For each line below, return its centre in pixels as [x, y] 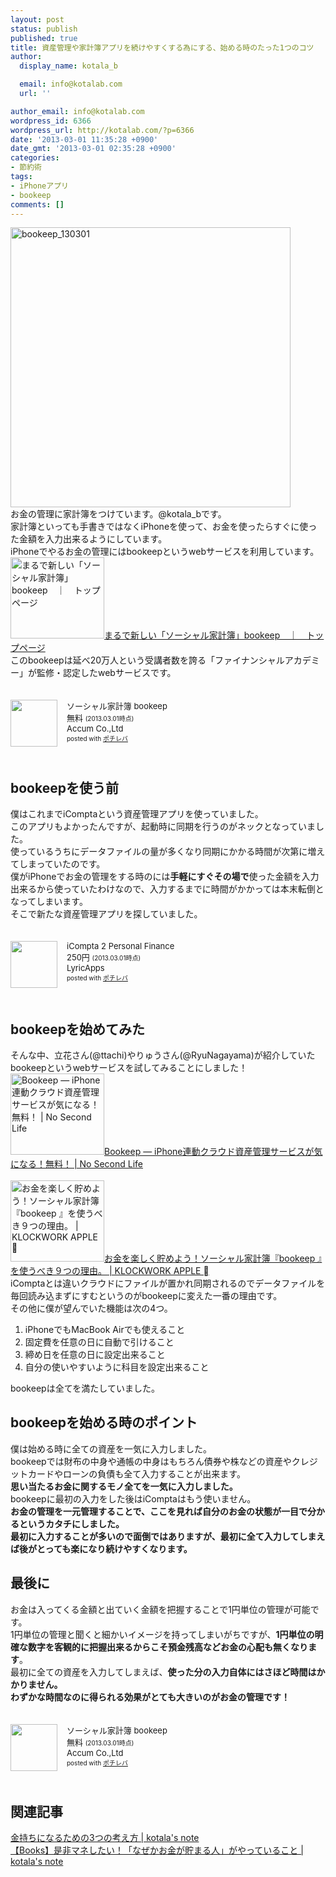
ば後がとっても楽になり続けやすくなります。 [101, 1548]
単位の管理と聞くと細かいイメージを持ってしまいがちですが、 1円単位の [168, 1634]
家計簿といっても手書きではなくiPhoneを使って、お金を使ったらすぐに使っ [164, 527]
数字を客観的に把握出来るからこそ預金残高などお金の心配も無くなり [167, 1647]
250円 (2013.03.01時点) [104, 957]
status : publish [44, 29]
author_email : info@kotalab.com [77, 111]
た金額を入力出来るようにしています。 [89, 539]
